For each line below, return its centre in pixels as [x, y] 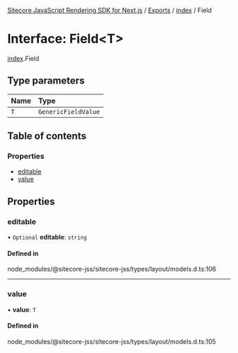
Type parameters [46, 81]
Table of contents [47, 136]
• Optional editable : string [47, 237]
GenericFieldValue [69, 112]
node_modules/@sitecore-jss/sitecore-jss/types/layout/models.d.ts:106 [112, 269]
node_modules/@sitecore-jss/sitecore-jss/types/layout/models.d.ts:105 [112, 341]
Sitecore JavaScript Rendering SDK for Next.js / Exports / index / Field [110, 10]
